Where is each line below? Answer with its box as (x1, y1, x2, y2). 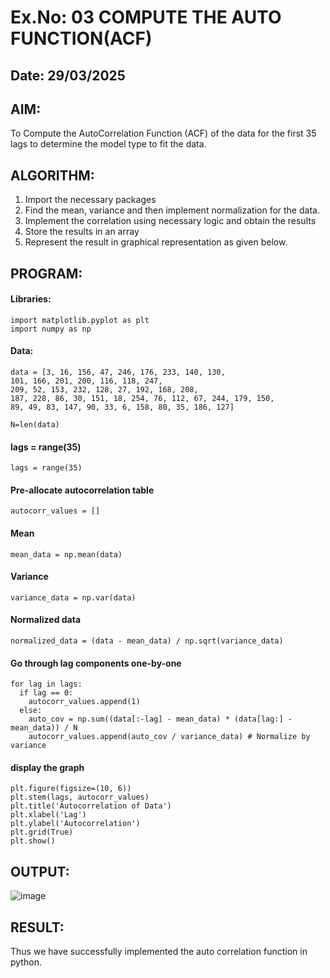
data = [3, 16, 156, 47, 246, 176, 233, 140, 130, (10, 367, 226, 377)
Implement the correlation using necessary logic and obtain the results (24, 215, 317, 227)
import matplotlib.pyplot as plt (10, 315, 150, 325)
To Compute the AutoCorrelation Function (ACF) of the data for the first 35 (10, 127, 317, 140)
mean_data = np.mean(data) (10, 549, 123, 560)
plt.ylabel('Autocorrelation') (10, 819, 141, 829)
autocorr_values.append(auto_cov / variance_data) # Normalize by (28, 732, 311, 742)
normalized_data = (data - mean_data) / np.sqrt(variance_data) (10, 636, 284, 646)
